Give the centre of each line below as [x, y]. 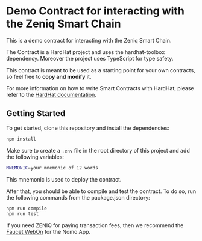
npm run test [23, 214]
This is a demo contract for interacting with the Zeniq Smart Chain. [89, 40]
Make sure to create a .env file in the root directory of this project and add [98, 150]
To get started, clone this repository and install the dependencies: [88, 128]
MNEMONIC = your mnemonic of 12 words [52, 168]
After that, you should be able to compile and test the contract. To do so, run [101, 191]
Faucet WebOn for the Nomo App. [49, 232]
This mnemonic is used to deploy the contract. [64, 179]
